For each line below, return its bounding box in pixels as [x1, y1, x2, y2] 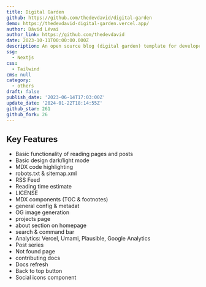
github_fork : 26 [6, 111, 48, 117]
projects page [15, 215, 51, 223]
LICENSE [15, 189, 39, 196]
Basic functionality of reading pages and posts [15, 151, 134, 158]
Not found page [15, 248, 55, 255]
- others [12, 83, 34, 89]
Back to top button [15, 267, 63, 275]
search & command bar [15, 228, 75, 236]
